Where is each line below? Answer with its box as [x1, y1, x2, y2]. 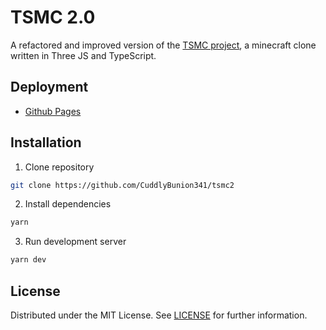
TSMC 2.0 [10, 6, 96, 29]
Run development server [24, 236, 127, 248]
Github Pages [24, 105, 82, 117]
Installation [10, 134, 82, 151]
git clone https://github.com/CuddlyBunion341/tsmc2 [10, 180, 235, 190]
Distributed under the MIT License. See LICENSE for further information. [10, 309, 308, 321]
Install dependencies [24, 198, 112, 210]
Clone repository [24, 161, 95, 173]
